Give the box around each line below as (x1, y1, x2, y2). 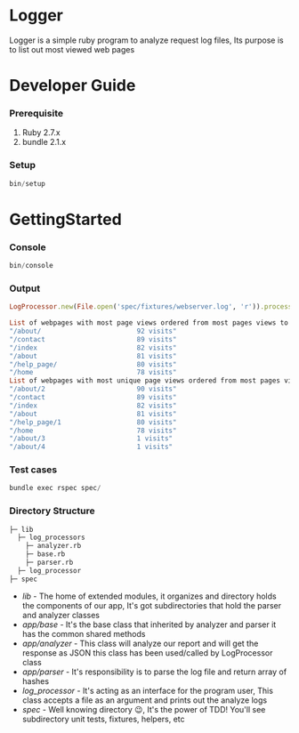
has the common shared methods (21, 628, 146, 639)
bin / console (9, 262, 53, 270)
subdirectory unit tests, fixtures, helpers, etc (21, 713, 185, 724)
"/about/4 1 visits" (9, 442, 174, 452)
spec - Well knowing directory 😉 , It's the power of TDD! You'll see (21, 704, 266, 714)
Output (9, 282, 41, 294)
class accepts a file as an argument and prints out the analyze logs (21, 695, 268, 705)
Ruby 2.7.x (21, 127, 61, 138)
